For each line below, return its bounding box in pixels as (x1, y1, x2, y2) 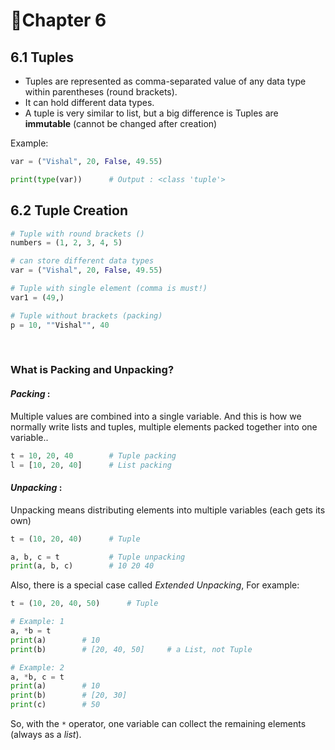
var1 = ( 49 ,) (10, 292, 65, 303)
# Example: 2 (10, 662, 65, 673)
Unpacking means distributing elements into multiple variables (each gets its (10, 504, 326, 516)
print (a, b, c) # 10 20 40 (10, 561, 155, 571)
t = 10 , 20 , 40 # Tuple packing (10, 450, 177, 461)
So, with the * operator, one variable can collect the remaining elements (10, 718, 307, 730)
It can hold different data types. (24, 97, 155, 108)
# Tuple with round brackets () (10, 229, 145, 239)
